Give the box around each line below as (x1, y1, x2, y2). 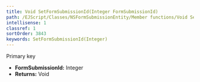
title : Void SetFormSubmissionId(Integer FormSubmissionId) (6, 8, 159, 15)
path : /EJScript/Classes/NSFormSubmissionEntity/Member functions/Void (6, 14, 187, 20)
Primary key (6, 53, 36, 59)
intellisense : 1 (6, 20, 46, 26)
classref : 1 (6, 25, 36, 31)
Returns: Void (14, 71, 49, 77)
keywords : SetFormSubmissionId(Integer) (6, 36, 108, 42)
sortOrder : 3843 (6, 31, 46, 37)
